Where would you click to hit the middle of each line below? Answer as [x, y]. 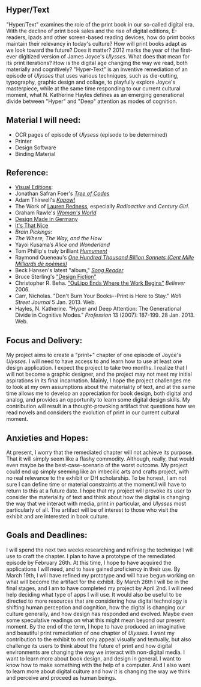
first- [187, 50]
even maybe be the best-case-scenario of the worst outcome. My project [97, 465]
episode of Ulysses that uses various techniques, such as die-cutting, [92, 75]
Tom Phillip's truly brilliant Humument [61, 251]
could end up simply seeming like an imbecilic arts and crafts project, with [98, 471]
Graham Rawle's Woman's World [55, 213]
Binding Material [35, 154]
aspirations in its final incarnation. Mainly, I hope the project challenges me [98, 381]
